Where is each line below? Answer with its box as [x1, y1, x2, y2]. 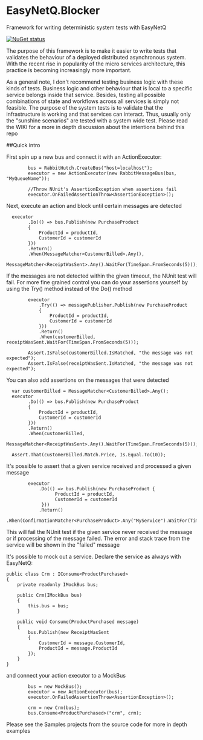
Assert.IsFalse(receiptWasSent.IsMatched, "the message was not [28, 360, 193, 367]
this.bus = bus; [28, 602, 69, 609]
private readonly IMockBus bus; [17, 581, 98, 588]
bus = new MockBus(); [28, 683, 83, 690]
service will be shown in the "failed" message [6, 541, 120, 548]
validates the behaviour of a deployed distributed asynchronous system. [6, 53, 186, 61]
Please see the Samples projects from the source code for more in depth [6, 721, 187, 728]
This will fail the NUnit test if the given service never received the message [6, 528, 193, 535]
